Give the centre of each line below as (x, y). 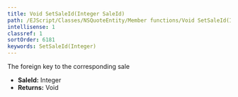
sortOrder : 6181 (31, 40)
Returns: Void (38, 88)
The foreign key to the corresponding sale (69, 66)
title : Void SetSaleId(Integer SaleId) (66, 14)
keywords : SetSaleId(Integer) (52, 46)
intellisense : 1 (31, 27)
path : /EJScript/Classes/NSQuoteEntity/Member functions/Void (101, 20)
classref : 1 (25, 33)
